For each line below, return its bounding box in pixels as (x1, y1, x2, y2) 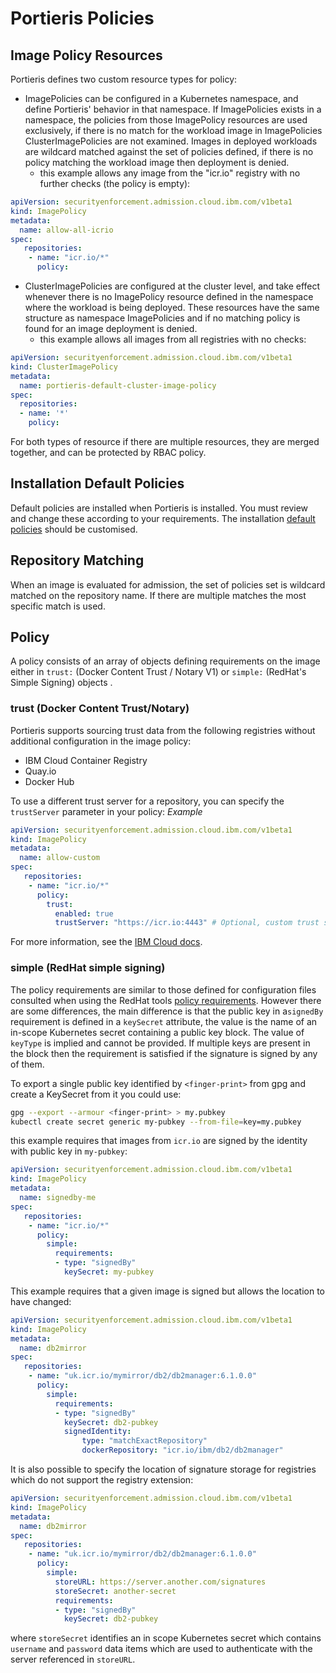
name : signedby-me (19, 1193, 97, 1203)
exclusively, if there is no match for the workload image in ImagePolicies (24, 125, 323, 136)
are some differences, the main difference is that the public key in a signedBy (10, 1005, 324, 1017)
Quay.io (24, 765, 57, 777)
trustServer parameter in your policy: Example (10, 805, 203, 817)
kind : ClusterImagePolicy (10, 362, 118, 372)
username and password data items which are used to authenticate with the (10, 1643, 313, 1655)
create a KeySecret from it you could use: (10, 1088, 182, 1100)
